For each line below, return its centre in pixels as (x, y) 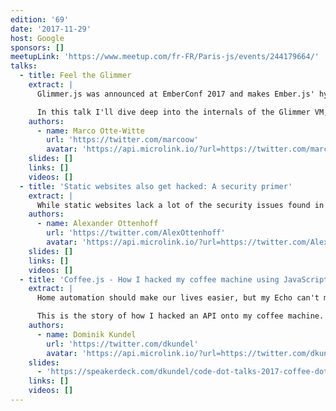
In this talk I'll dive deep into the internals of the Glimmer (173, 112)
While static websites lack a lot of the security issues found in (180, 205)
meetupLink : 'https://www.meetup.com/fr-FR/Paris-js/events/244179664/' (165, 57)
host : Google (37, 38)
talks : (24, 66)
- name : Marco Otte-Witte (90, 131)
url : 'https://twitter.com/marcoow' (122, 140)
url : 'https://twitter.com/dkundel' (122, 344)
